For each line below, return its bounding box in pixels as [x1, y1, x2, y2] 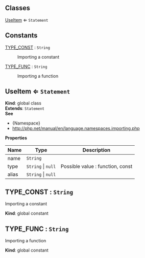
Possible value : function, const [60, 163, 133, 170]
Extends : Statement [5, 105, 45, 111]
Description [82, 147, 111, 154]
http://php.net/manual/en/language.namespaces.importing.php [12, 126, 140, 131]
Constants [5, 32, 38, 40]
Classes [5, 4, 30, 12]
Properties [5, 135, 27, 141]
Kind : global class [5, 100, 42, 106]
